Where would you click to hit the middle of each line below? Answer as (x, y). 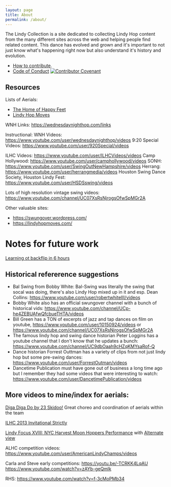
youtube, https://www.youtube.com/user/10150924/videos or (77, 324)
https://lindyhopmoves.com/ (42, 224)
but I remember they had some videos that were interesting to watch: (85, 373)
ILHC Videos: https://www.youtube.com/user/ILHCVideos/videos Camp (80, 156)
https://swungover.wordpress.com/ (50, 218)
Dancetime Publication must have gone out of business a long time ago (88, 368)
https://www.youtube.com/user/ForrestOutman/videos (70, 362)
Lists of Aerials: (22, 100)
